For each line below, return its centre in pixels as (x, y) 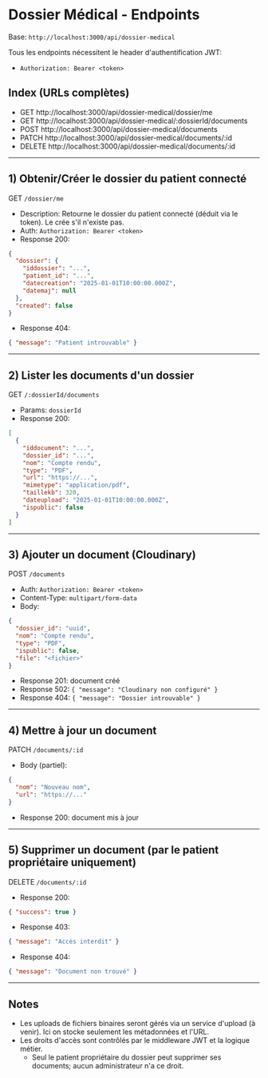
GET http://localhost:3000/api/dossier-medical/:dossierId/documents (134, 121)
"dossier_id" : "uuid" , (53, 629)
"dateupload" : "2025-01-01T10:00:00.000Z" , (96, 500)
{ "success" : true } (43, 912)
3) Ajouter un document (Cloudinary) (102, 554)
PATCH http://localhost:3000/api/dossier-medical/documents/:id (126, 137)
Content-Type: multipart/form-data (79, 598)
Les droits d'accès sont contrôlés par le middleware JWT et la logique (134, 1040)
